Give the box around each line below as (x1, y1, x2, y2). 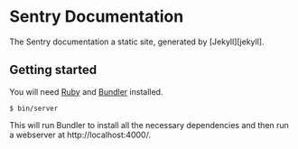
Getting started (9, 62, 98, 78)
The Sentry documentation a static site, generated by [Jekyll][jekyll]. (9, 36, 265, 47)
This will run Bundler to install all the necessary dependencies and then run (9, 119, 289, 130)
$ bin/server (9, 104, 59, 113)
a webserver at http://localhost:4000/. (9, 129, 152, 140)
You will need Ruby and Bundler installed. (9, 86, 163, 97)
